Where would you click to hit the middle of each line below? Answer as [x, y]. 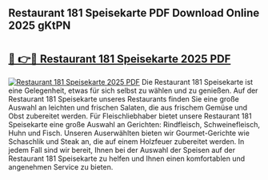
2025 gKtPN [40, 26]
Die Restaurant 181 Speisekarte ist [197, 82]
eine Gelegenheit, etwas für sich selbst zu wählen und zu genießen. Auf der [133, 90]
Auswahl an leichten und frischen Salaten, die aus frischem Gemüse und [128, 108]
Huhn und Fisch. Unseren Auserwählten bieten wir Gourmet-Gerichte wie [129, 133]
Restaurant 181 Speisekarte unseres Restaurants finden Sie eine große [124, 99]
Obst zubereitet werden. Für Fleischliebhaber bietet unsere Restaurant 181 [130, 116]
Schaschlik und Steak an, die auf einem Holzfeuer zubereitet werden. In [126, 142]
